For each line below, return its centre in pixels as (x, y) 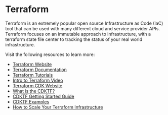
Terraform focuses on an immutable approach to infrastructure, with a (78, 34)
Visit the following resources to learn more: (50, 54)
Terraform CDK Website (37, 85)
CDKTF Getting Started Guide (43, 96)
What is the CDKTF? (34, 91)
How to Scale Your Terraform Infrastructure (58, 107)
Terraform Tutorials (33, 75)
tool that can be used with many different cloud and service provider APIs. (83, 28)
